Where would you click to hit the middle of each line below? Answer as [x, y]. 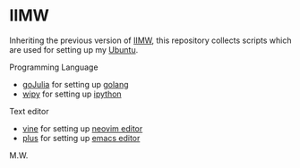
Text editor [29, 111]
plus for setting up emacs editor [81, 138]
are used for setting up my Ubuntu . [74, 49]
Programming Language [54, 67]
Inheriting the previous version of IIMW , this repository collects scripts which [150, 40]
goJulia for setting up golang [75, 84]
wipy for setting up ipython [72, 94]
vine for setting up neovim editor [82, 128]
